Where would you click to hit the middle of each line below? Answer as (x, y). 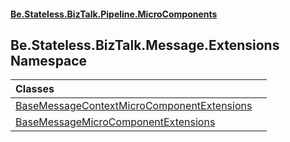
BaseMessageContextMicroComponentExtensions (134, 106)
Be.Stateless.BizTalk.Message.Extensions (145, 45)
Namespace (49, 60)
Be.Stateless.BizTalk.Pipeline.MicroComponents (114, 14)
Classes (35, 89)
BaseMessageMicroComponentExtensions (115, 122)
